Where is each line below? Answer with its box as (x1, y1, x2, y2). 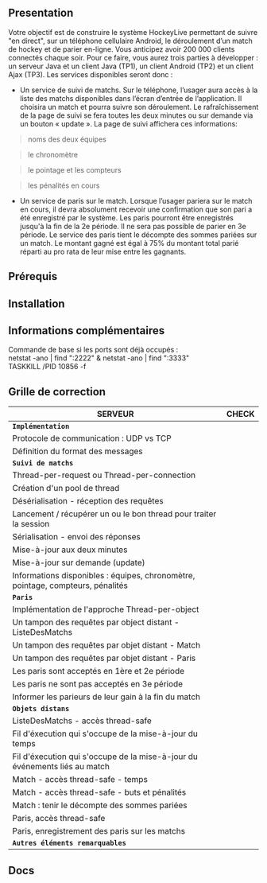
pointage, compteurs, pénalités (12, 580, 129, 591)
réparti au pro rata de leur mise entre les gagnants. (19, 247, 187, 256)
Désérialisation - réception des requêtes (12, 496, 164, 507)
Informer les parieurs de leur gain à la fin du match (12, 691, 201, 702)
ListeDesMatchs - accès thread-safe (12, 715, 153, 726)
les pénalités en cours (27, 181, 100, 190)
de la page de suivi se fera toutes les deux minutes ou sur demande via (19, 111, 253, 120)
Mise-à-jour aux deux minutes (12, 544, 128, 555)
